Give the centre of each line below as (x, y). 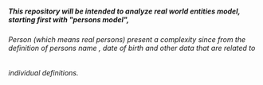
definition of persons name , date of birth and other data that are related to (132, 48)
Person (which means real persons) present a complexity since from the (127, 39)
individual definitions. (43, 72)
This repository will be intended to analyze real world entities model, (124, 11)
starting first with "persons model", (69, 19)
